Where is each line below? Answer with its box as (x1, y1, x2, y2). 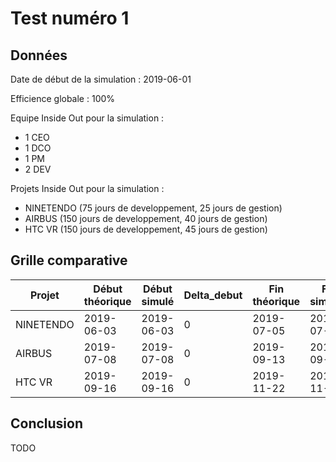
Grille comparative (10, 252, 128, 269)
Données (10, 47, 68, 64)
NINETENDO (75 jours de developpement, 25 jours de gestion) (24, 202, 283, 214)
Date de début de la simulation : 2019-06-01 (10, 73, 192, 85)
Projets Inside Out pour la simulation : (10, 183, 165, 194)
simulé (141, 294, 175, 308)
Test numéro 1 (10, 7, 130, 30)
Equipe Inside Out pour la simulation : (10, 112, 165, 124)
